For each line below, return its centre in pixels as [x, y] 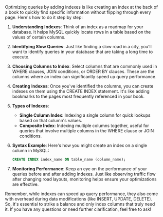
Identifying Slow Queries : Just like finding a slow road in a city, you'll [82, 46]
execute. [21, 57]
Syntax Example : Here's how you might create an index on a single [80, 145]
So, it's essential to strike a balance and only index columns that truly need [80, 204]
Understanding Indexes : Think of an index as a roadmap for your [78, 27]
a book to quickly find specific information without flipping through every [78, 12]
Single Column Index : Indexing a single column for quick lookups [85, 115]
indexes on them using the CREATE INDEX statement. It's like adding [81, 91]
